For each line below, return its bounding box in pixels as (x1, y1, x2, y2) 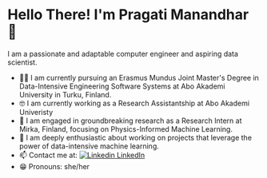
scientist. (7, 57, 38, 67)
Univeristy (18, 107, 54, 117)
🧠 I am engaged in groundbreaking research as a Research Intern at (18, 116, 242, 125)
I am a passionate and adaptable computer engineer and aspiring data (7, 49, 239, 58)
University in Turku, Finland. (18, 89, 112, 99)
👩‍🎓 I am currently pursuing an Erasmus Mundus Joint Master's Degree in (18, 73, 259, 82)
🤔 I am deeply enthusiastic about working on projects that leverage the (18, 133, 253, 142)
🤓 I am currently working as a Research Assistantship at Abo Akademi (18, 98, 249, 108)
